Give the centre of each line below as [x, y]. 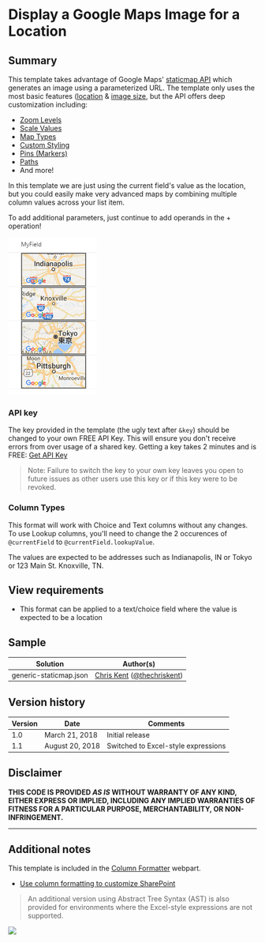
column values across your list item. [66, 202]
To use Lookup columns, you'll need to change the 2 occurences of [118, 533]
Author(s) [139, 663]
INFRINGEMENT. [36, 817]
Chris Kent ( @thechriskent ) [139, 675]
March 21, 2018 [71, 735]
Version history [47, 702]
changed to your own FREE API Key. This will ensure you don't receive [122, 438]
